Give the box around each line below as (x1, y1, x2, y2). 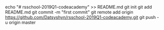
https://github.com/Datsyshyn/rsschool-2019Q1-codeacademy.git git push (5, 15, 156, 20)
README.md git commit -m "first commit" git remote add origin (5, 9, 133, 15)
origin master (9, 19, 36, 25)
